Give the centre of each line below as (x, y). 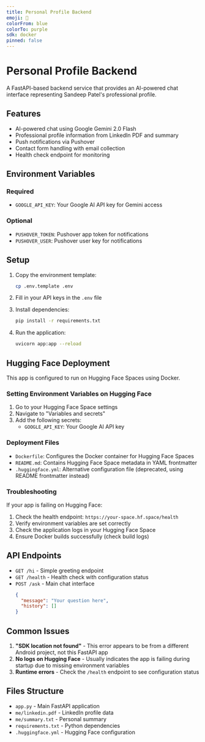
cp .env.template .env (44, 286)
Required (20, 192)
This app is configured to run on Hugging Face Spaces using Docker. (93, 378)
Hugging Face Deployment (58, 363)
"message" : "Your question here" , (65, 600)
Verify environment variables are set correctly (73, 523)
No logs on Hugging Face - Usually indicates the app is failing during (102, 659)
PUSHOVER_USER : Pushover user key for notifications (79, 241)
